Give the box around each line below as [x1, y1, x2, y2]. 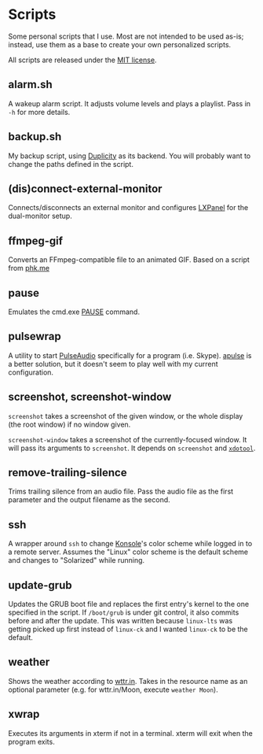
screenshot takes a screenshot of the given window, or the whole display [8, 411, 243, 420]
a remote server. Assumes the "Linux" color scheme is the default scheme [8, 547, 249, 556]
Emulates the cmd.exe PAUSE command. [8, 307, 140, 316]
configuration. [8, 368, 53, 377]
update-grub [8, 578, 72, 592]
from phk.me [8, 264, 49, 273]
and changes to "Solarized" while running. [8, 556, 145, 565]
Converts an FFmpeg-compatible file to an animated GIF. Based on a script [8, 255, 250, 264]
